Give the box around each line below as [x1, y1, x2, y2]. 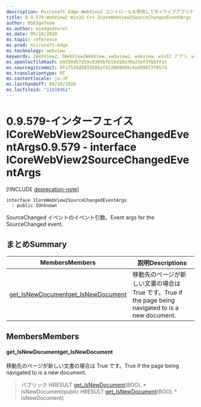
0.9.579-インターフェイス [6, 114, 133, 128]
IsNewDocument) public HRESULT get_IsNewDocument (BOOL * [20, 388, 178, 396]
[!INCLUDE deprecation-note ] [6, 185, 80, 192]
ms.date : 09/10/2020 [6, 31, 58, 37]
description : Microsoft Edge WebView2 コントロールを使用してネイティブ [6, 8, 176, 15]
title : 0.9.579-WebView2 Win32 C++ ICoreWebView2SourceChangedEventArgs [6, 14, 191, 20]
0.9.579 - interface [41, 140, 136, 154]
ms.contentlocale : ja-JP [6, 76, 68, 82]
